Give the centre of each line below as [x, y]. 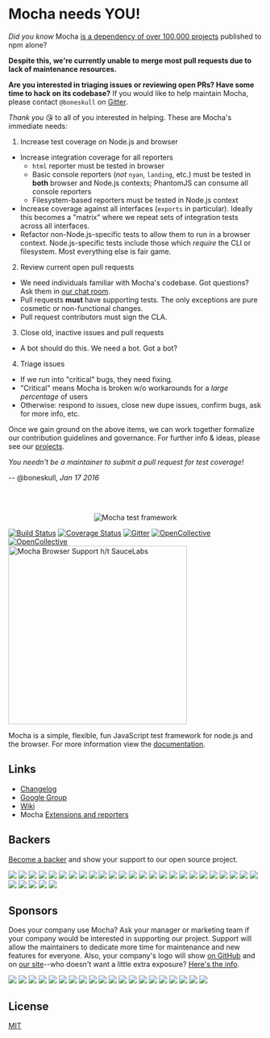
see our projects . [36, 446]
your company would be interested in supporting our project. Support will [130, 939]
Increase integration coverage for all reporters [96, 157]
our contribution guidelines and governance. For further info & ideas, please [134, 438]
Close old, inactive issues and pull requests [92, 332]
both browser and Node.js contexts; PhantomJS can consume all [140, 183]
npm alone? [28, 44]
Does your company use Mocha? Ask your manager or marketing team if [129, 930]
